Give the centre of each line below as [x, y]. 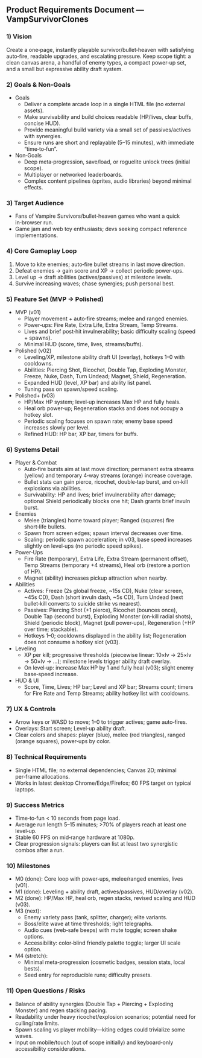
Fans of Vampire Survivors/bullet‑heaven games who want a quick [97, 216]
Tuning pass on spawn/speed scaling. [71, 389]
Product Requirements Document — [75, 10]
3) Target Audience [35, 203]
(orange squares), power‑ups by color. [63, 741]
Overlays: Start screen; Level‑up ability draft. [71, 729]
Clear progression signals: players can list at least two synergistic [96, 844]
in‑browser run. [34, 223]
